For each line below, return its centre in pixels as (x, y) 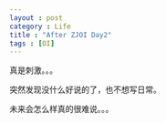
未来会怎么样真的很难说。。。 (62, 109)
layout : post (36, 18)
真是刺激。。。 (33, 70)
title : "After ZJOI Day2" (61, 35)
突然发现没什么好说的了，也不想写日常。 (85, 90)
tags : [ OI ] (32, 43)
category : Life (40, 26)
